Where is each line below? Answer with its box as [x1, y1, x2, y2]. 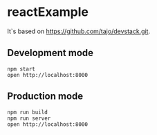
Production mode [7, 91, 84, 102]
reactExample [7, 4, 89, 20]
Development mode [7, 47, 94, 59]
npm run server [7, 115, 51, 122]
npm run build [7, 109, 48, 116]
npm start [7, 65, 36, 73]
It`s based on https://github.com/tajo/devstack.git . [7, 27, 151, 35]
